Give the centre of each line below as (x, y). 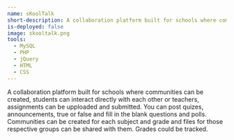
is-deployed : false (36, 26)
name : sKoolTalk (31, 14)
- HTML (23, 65)
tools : (17, 40)
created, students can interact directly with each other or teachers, (103, 99)
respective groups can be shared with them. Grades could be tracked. (108, 129)
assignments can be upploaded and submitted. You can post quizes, (106, 107)
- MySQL (25, 46)
